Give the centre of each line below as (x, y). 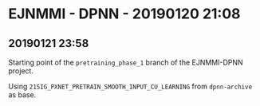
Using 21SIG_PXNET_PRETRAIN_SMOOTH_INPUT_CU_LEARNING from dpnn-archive (130, 86)
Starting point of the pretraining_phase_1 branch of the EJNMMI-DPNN (126, 62)
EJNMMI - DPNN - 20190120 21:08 (124, 14)
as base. (22, 95)
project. (21, 71)
